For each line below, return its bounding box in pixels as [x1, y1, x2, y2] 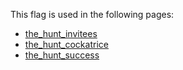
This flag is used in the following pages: [10, 9, 175, 20]
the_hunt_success [24, 49, 100, 61]
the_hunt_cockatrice [24, 39, 109, 50]
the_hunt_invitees [24, 28, 98, 39]
